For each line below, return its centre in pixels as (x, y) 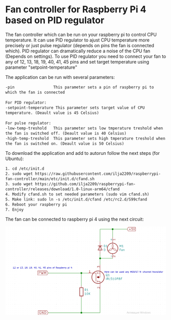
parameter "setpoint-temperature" (41, 67)
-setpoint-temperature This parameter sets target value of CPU (75, 108)
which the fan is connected (35, 92)
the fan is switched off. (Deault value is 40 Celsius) (66, 133)
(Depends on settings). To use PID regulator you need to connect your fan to (86, 56)
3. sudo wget (19, 184)
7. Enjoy (15, 209)
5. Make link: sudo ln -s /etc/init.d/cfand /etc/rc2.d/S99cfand (76, 199)
